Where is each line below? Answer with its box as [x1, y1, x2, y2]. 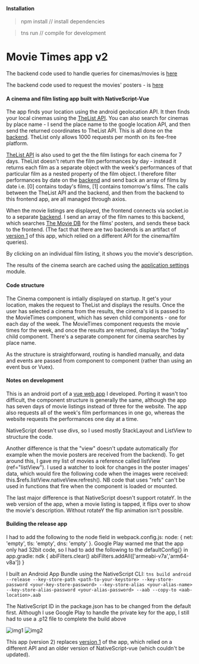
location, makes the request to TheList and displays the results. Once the [6, 301, 185, 309]
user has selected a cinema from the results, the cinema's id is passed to [6, 307, 185, 314]
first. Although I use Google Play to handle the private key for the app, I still [6, 609, 189, 616]
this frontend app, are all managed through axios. [6, 196, 127, 203]
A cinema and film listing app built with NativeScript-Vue [6, 95, 150, 102]
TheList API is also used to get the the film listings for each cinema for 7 [6, 152, 182, 159]
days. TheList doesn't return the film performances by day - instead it [6, 158, 176, 165]
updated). [6, 651, 30, 658]
